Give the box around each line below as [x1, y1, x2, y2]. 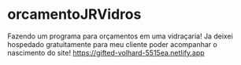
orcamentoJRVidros [7, 5, 142, 23]
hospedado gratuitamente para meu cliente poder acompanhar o [7, 39, 217, 49]
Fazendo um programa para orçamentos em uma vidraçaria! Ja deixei [7, 31, 233, 41]
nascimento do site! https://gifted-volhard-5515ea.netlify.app [7, 48, 206, 57]
